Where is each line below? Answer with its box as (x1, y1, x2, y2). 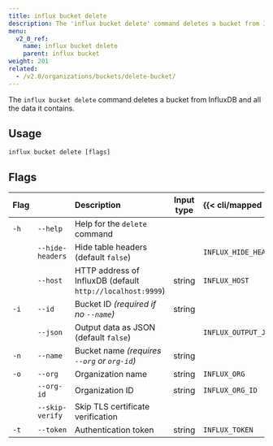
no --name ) (74, 309, 115, 320)
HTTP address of (74, 265, 140, 276)
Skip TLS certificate (74, 401, 150, 413)
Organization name (74, 369, 148, 380)
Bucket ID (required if (74, 298, 157, 310)
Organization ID (74, 385, 134, 396)
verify (37, 411, 63, 421)
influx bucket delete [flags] (8, 148, 111, 157)
